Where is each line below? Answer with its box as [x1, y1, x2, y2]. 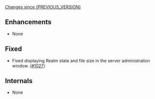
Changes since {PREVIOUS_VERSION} [5, 4, 81, 10]
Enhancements [5, 18, 52, 26]
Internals [5, 77, 33, 85]
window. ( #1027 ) [12, 63, 46, 69]
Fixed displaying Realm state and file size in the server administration [12, 57, 150, 63]
